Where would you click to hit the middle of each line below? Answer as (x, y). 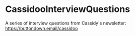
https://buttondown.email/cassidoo (42, 28)
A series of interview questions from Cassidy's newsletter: (66, 23)
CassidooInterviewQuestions (67, 9)
